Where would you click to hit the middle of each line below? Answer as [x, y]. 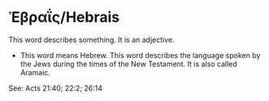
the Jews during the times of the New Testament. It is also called [128, 64]
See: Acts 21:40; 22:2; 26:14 [56, 88]
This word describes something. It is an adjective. [91, 40]
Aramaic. [35, 72]
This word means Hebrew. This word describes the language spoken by [140, 55]
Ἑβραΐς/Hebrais [64, 17]
